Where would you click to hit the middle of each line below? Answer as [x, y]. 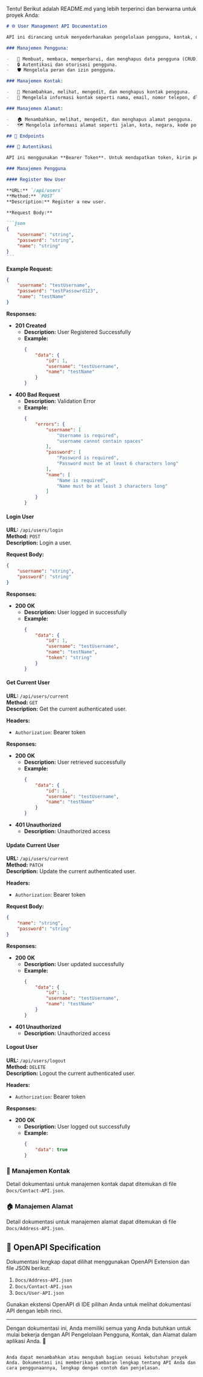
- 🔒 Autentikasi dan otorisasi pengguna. [62, 65]
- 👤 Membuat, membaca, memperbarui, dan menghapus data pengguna [93, 59]
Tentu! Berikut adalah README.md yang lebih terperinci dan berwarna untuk [101, 9]
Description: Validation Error [60, 401]
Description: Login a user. [39, 543]
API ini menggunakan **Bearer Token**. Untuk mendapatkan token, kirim [98, 158]
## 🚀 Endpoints [25, 136]
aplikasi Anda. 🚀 [26, 1341]
